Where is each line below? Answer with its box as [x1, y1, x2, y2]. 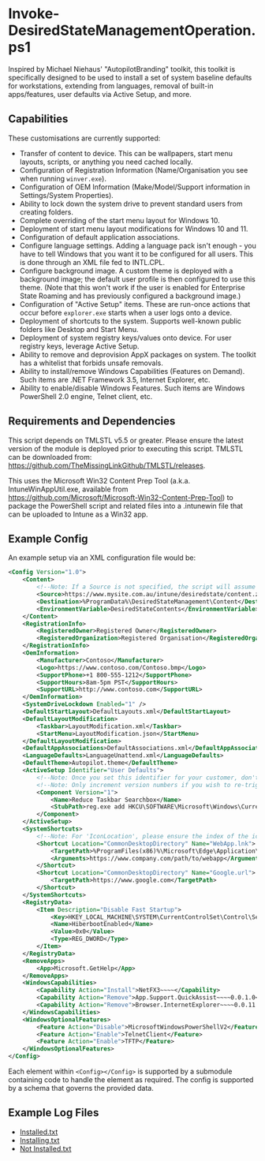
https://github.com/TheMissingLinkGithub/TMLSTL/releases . [8, 461, 206, 470]
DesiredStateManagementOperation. [8, 21, 256, 39]
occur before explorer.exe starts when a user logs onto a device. [19, 308, 233, 317]
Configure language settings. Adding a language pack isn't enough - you [19, 241, 256, 250]
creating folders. [19, 207, 73, 217]
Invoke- [8, 5, 60, 23]
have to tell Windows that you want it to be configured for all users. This [19, 249, 254, 259]
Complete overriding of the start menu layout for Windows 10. [19, 215, 220, 225]
